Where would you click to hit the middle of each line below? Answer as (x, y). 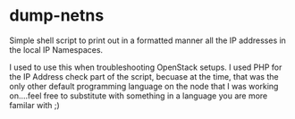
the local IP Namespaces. (56, 49)
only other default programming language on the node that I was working (144, 86)
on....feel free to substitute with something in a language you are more (139, 96)
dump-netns (57, 16)
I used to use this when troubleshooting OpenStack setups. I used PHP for (146, 67)
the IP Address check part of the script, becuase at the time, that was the (144, 76)
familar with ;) (34, 105)
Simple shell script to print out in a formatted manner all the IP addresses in (147, 40)
